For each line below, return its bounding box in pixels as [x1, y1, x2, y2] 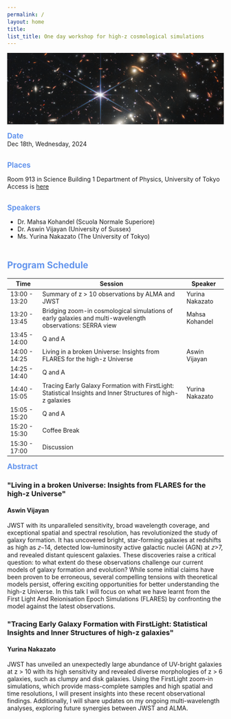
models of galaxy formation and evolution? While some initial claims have [7, 566, 214, 574]
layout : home [7, 18, 45, 25]
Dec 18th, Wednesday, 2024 [7, 140, 87, 148]
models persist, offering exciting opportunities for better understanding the [7, 580, 220, 588]
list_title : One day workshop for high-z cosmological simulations [7, 33, 205, 40]
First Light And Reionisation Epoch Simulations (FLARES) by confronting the [7, 595, 221, 603]
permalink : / [7, 11, 45, 18]
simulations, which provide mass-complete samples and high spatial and [7, 682, 213, 691]
